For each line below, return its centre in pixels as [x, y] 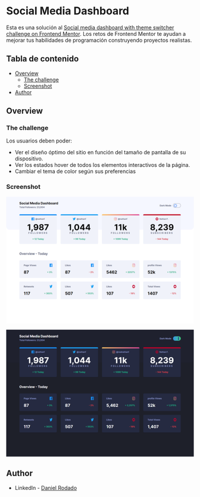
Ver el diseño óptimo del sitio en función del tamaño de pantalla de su [100, 153]
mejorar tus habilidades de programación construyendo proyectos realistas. [99, 40]
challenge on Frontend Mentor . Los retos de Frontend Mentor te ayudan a [96, 33]
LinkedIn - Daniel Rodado [46, 487]
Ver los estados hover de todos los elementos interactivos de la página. [102, 165]
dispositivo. [29, 159]
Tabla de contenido [43, 59]
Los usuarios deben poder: [39, 141]
